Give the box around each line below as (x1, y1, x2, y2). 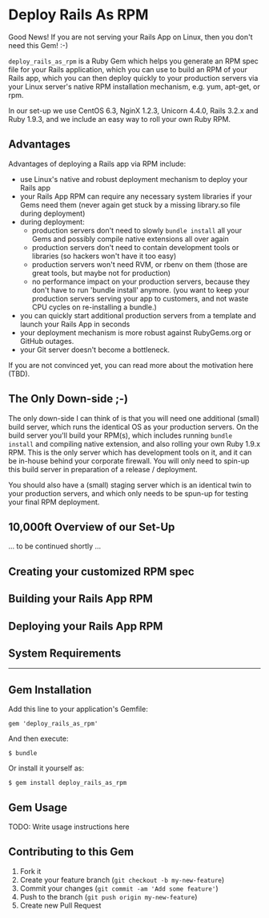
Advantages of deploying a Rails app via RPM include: (8, 159, 187, 168)
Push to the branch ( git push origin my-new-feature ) (19, 892, 198, 901)
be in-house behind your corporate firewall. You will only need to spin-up (8, 455, 250, 466)
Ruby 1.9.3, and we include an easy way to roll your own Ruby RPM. (8, 114, 231, 123)
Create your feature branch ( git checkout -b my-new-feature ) (19, 875, 225, 884)
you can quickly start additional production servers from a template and (19, 310, 256, 320)
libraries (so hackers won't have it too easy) (31, 251, 177, 261)
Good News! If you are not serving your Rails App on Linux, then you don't (8, 32, 254, 42)
